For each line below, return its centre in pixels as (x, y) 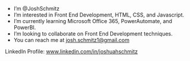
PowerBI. (25, 27)
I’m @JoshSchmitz (36, 9)
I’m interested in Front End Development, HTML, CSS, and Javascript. (99, 15)
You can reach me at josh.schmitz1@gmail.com (71, 40)
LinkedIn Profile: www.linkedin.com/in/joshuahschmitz (71, 52)
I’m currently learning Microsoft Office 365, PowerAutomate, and (93, 21)
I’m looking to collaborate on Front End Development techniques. (93, 34)
